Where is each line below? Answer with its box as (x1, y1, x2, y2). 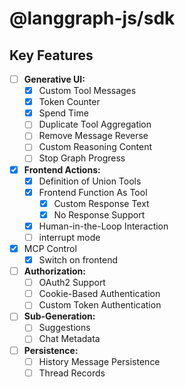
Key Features (9, 47, 94, 64)
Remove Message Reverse (38, 130, 149, 142)
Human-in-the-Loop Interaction (38, 220, 169, 232)
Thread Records (38, 367, 106, 379)
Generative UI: (23, 73, 86, 85)
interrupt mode (38, 231, 101, 243)
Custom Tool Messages (38, 85, 137, 97)
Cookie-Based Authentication (38, 288, 161, 300)
